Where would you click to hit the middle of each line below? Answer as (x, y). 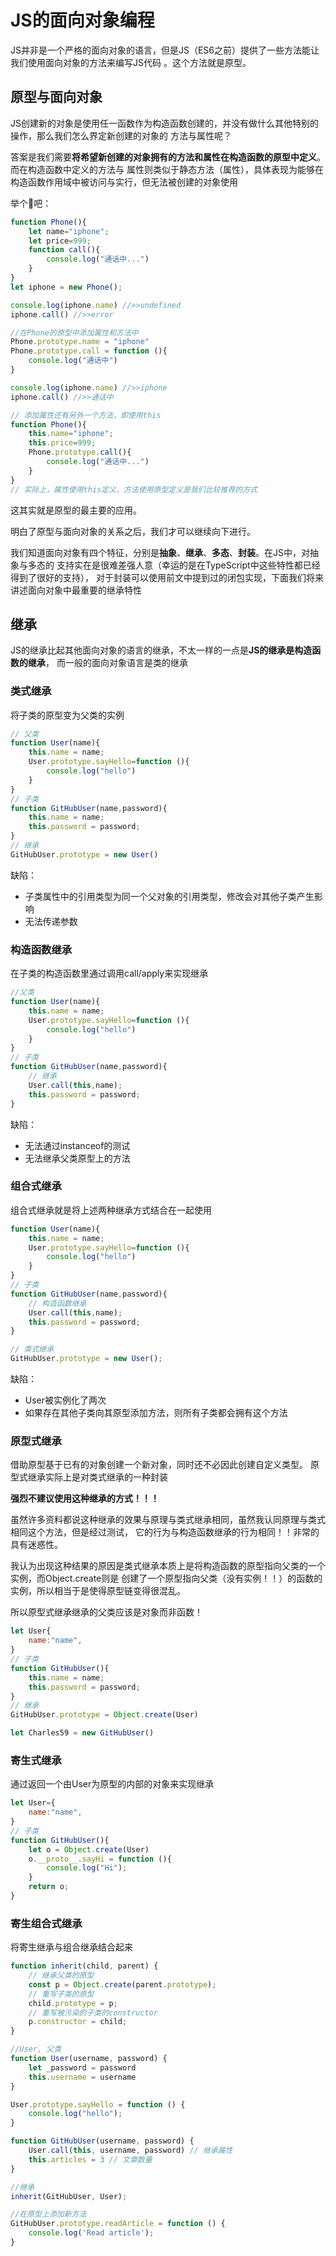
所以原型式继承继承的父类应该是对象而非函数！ (106, 1612)
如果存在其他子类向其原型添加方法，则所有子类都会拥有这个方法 (156, 1413)
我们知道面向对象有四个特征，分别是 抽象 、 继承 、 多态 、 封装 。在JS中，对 (160, 552)
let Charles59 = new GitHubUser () (82, 1733)
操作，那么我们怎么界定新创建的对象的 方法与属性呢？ (121, 135)
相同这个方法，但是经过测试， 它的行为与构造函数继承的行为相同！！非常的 (165, 1532)
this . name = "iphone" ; (71, 434)
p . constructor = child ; (78, 2022)
